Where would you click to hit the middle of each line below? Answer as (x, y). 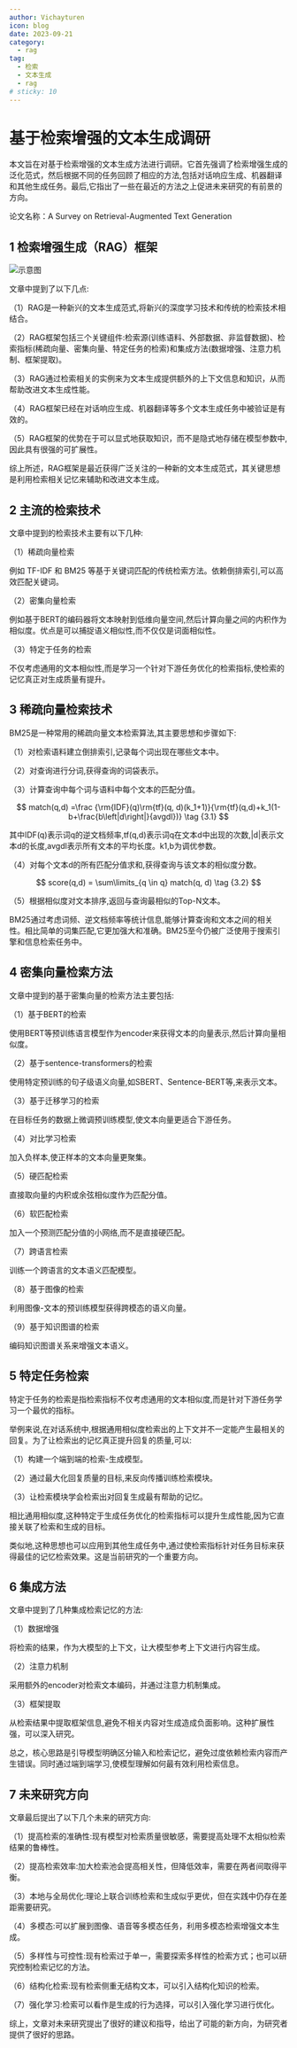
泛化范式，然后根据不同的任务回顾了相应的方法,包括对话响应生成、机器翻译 (146, 175)
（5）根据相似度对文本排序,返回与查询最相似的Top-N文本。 (117, 900)
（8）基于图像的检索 (46, 1289)
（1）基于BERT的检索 (48, 1014)
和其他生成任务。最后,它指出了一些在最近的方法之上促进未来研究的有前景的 (146, 186)
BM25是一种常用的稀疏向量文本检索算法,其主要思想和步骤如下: (123, 733)
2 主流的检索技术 (55, 510)
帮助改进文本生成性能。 (52, 390)
